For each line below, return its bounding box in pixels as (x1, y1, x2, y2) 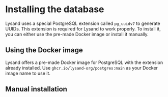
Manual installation (5, 85, 68, 93)
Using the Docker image (5, 46, 83, 54)
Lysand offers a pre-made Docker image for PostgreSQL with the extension (5, 59, 163, 66)
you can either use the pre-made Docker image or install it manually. (5, 31, 149, 37)
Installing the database (5, 4, 104, 15)
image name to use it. (5, 70, 51, 76)
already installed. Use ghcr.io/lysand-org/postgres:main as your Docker (5, 64, 158, 71)
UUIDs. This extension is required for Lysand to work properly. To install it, (5, 25, 161, 31)
